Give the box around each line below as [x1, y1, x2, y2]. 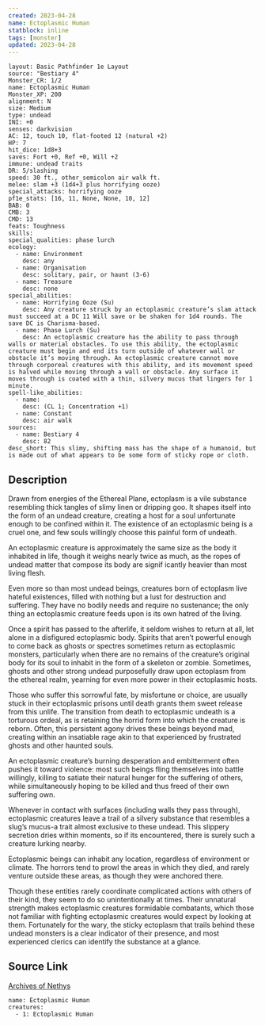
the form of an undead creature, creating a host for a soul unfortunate [8, 511, 236, 520]
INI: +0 [8, 118, 34, 127]
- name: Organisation [15, 264, 87, 272]
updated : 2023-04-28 [8, 41, 77, 49]
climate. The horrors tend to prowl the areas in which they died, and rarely [8, 862, 250, 872]
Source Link [8, 960, 69, 974]
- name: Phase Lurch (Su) [15, 327, 101, 335]
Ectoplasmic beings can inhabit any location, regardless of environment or [8, 854, 251, 863]
